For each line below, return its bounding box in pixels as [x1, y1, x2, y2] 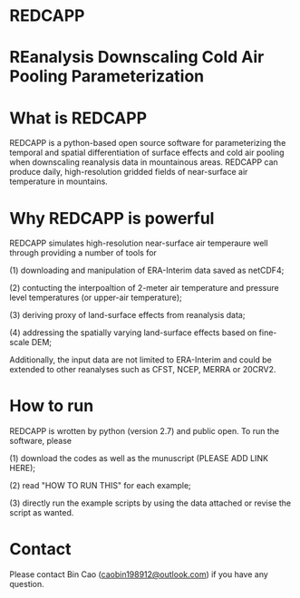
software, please [9, 436, 73, 447]
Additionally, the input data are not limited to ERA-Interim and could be [9, 354, 272, 365]
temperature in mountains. [9, 176, 109, 187]
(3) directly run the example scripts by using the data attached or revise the [9, 497, 292, 508]
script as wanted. [9, 507, 74, 518]
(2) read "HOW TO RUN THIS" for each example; [9, 480, 192, 491]
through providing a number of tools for [9, 247, 157, 258]
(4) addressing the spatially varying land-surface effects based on [9, 327, 257, 338]
